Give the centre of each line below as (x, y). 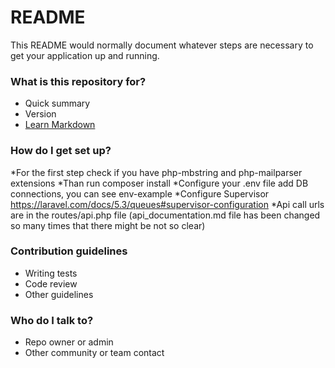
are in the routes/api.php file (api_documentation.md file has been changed (165, 215)
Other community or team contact (94, 353)
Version (40, 114)
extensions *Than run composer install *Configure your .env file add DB (159, 183)
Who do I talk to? (52, 320)
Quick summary (57, 103)
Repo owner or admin (69, 342)
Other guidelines (59, 294)
